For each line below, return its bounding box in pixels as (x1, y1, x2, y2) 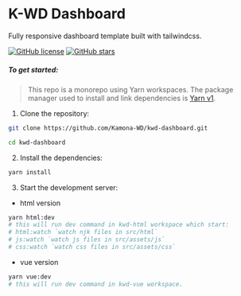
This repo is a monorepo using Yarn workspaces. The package (27, 84, 234, 94)
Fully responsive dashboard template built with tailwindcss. (8, 31, 202, 41)
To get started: (8, 64, 59, 74)
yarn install (8, 168, 52, 176)
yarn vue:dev (8, 272, 52, 281)
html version (19, 198, 61, 208)
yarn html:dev (8, 213, 56, 221)
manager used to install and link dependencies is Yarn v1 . (27, 93, 216, 103)
